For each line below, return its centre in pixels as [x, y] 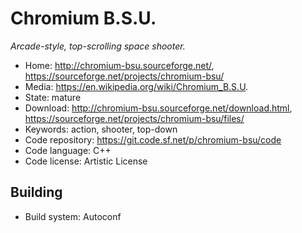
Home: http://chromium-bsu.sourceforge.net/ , [119, 65]
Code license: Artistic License [86, 161]
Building [36, 192]
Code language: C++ [68, 150]
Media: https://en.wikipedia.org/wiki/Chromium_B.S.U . [136, 86]
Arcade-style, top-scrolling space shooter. [98, 46]
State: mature [53, 97]
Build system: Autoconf [73, 216]
